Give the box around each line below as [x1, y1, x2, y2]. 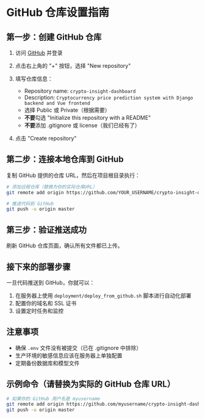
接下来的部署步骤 [6, 261, 71, 272]
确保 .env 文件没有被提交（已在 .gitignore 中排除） [15, 344, 142, 351]
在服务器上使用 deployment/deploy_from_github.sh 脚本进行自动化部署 [15, 291, 192, 299]
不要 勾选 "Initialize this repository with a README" [24, 114, 151, 121]
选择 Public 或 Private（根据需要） [24, 106, 110, 114]
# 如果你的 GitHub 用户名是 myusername [6, 395, 101, 402]
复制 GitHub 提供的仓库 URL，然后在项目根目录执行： [6, 172, 140, 179]
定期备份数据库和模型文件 [15, 359, 80, 366]
